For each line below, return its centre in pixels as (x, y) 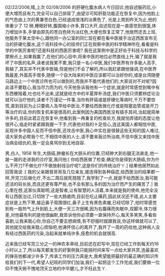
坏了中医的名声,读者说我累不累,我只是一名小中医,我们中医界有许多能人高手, (81, 63)
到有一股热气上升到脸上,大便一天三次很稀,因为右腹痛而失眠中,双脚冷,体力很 (81, 209)
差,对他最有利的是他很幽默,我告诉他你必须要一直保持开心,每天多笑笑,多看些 (81, 215)
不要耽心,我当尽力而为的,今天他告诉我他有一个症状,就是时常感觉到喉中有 (87, 87)
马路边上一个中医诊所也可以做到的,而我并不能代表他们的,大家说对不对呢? (79, 81)
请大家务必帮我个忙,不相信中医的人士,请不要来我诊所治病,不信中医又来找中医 (82, 137)
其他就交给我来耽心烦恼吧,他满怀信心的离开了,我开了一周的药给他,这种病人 (81, 227)
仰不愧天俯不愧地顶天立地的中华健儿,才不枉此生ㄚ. (56, 268)
